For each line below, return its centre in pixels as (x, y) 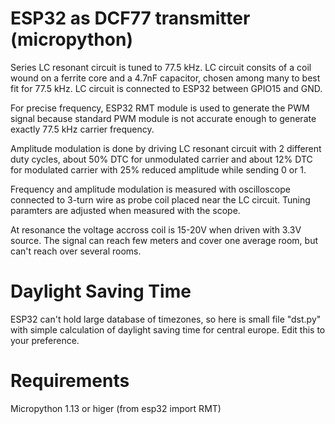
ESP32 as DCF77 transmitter (130, 18)
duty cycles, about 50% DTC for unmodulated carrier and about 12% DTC (161, 159)
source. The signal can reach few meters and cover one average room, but (164, 240)
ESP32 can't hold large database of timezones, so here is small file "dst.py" (166, 319)
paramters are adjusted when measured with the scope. (125, 210)
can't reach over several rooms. (76, 251)
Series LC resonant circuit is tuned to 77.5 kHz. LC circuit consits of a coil (161, 67)
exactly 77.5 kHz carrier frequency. (82, 129)
